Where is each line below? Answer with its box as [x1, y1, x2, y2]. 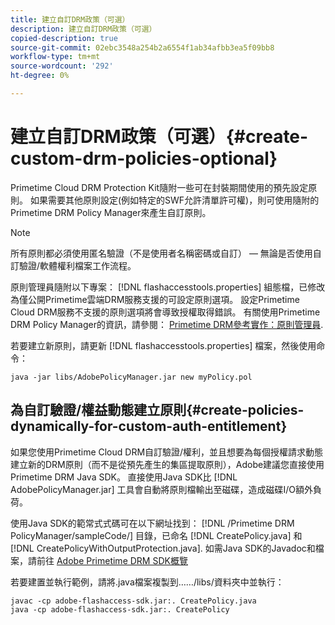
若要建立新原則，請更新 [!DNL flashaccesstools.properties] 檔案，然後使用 [10, 339, 317, 351]
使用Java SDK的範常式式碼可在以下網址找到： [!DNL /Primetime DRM [10, 517, 295, 529]
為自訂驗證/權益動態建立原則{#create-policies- [10, 402, 305, 419]
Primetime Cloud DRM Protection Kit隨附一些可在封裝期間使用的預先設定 [10, 181, 309, 193]
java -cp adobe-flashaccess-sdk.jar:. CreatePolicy [10, 604, 230, 615]
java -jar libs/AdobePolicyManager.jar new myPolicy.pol [10, 372, 253, 382]
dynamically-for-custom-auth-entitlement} [10, 418, 288, 435]
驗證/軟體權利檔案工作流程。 [18, 259, 137, 271]
